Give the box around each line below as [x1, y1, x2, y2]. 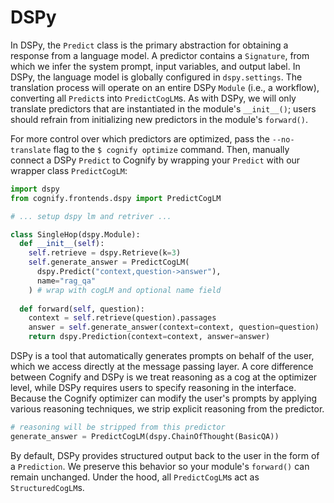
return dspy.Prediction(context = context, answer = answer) [28, 332, 271, 342]
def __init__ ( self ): [19, 239, 105, 249]
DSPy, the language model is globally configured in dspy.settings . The [10, 71, 303, 83]
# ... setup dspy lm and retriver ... [10, 211, 172, 221]
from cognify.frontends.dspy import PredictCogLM [10, 193, 222, 203]
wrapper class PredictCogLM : [10, 164, 128, 176]
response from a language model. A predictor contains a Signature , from [10, 49, 310, 61]
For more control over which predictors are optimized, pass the [10, 132, 270, 145]
